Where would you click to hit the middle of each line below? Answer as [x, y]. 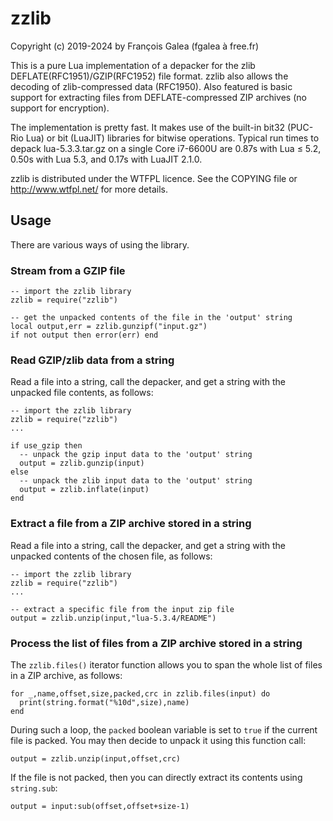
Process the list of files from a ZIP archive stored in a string [156, 643]
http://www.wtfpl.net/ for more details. [89, 189]
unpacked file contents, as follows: [82, 393]
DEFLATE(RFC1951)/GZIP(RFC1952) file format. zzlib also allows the [149, 76]
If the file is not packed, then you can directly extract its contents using [156, 777]
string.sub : [34, 788]
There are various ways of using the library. [100, 244]
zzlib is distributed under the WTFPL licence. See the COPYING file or [154, 178]
